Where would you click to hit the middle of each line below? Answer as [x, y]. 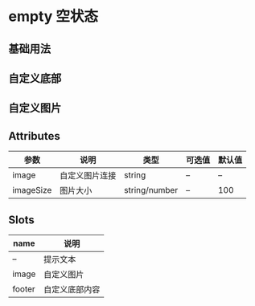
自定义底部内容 [72, 289]
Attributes [34, 136]
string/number [151, 190]
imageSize [32, 190]
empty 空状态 [53, 16]
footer [24, 288]
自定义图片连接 [88, 176]
